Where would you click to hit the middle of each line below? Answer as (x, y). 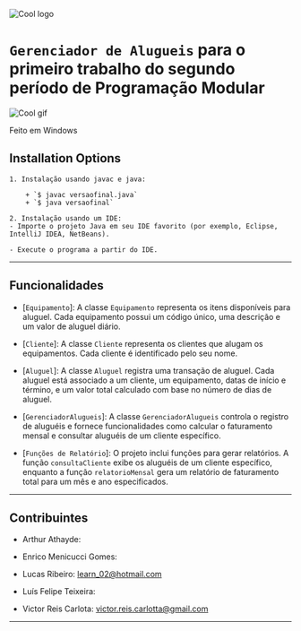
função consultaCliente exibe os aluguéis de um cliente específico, (147, 462)
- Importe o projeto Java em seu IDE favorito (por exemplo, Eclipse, (144, 226)
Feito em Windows (43, 130)
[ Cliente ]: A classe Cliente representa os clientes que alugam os (142, 343)
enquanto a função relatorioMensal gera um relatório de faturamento (150, 471)
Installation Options (65, 158)
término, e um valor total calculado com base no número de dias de (147, 389)
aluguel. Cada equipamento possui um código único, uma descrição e (151, 316)
